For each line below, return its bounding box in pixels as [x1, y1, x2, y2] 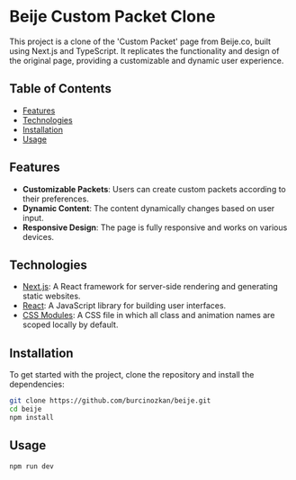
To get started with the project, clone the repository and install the [9, 369, 255, 380]
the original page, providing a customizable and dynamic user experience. [9, 55, 284, 66]
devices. [22, 231, 55, 242]
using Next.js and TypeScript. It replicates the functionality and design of [9, 45, 280, 56]
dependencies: [9, 379, 65, 390]
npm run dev [9, 461, 54, 471]
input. [22, 212, 44, 223]
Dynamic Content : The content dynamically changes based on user [22, 202, 275, 213]
